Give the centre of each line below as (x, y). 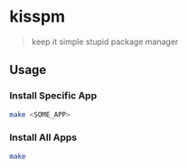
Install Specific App (53, 96)
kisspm (38, 17)
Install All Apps (43, 137)
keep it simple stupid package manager (105, 42)
